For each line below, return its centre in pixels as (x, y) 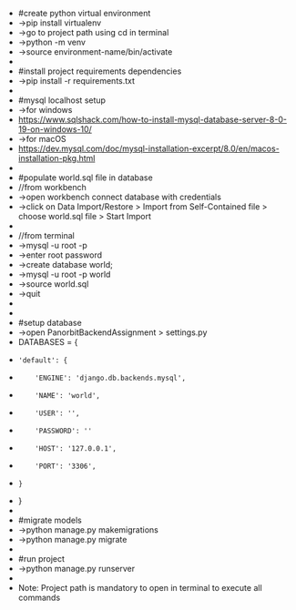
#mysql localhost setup (62, 100)
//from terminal (46, 235)
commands (39, 597)
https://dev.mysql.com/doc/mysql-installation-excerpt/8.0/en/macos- (148, 148)
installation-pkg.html (56, 158)
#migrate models (50, 520)
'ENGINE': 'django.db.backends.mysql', (111, 378)
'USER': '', (57, 413)
